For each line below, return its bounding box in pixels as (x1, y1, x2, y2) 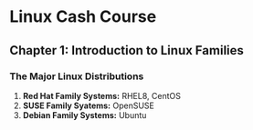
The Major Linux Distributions (9, 70, 144, 83)
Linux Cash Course (9, 6, 157, 27)
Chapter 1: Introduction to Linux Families (9, 43, 245, 58)
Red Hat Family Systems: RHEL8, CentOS (22, 90, 181, 101)
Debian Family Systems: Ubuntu (22, 109, 147, 120)
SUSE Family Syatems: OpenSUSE (22, 100, 155, 111)
